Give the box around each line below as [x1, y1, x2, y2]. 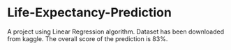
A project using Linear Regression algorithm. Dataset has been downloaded [7, 27, 225, 36]
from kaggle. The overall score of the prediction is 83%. [7, 34, 168, 42]
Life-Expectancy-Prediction [7, 5, 172, 21]
